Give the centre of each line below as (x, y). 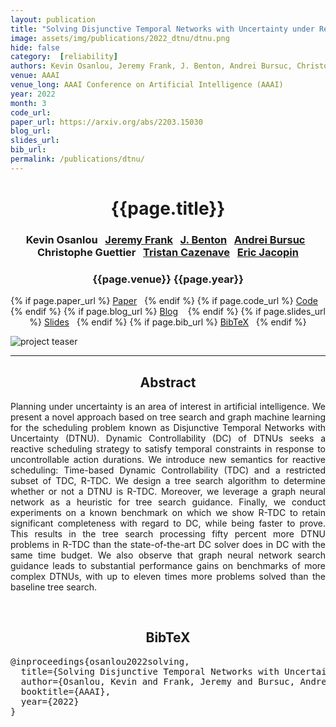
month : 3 (28, 103)
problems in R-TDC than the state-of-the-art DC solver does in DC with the (168, 544)
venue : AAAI (35, 76)
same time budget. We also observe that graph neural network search (168, 555)
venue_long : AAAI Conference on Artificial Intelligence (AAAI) (147, 85)
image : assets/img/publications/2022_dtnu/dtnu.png (120, 38)
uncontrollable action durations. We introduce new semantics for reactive (168, 459)
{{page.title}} (168, 208)
